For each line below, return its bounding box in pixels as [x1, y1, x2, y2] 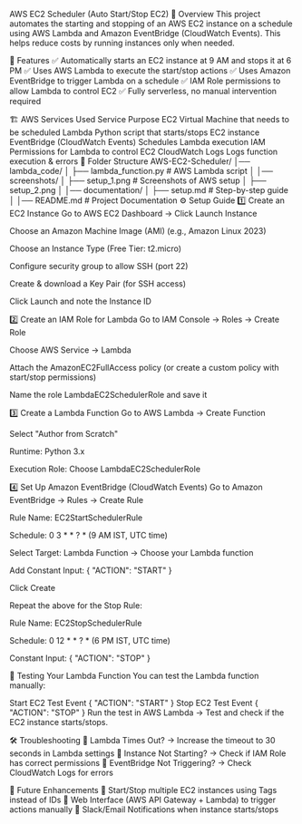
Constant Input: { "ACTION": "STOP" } [9, 653, 151, 664]
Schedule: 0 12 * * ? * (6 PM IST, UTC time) [9, 635, 170, 645]
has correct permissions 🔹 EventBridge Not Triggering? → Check [9, 758, 252, 768]
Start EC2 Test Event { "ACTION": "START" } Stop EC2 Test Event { [9, 698, 258, 708]
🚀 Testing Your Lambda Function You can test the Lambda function [9, 671, 259, 681]
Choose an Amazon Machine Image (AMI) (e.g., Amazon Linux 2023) [9, 226, 267, 236]
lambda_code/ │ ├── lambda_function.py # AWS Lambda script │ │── [9, 166, 274, 176]
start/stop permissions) [9, 372, 97, 383]
